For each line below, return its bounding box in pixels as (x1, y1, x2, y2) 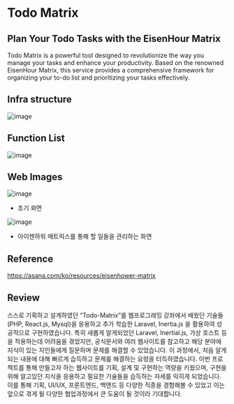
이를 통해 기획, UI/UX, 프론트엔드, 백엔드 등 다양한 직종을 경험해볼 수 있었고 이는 (7, 381, 225, 389)
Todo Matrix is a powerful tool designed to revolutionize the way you (7, 51, 205, 59)
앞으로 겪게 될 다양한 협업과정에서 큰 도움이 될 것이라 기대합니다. (7, 389, 183, 398)
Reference (7, 253, 54, 264)
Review (7, 292, 41, 304)
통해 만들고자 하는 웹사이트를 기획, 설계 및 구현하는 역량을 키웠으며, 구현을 (25, 364, 227, 372)
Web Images (7, 171, 63, 183)
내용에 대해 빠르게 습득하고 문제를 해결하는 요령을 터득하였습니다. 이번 (20, 354, 211, 364)
